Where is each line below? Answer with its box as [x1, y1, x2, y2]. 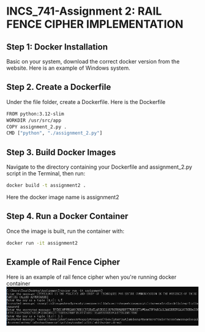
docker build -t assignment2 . [6, 182, 86, 189]
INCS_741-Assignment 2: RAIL [6, 4, 162, 18]
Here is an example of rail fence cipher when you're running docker [6, 273, 177, 281]
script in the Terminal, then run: [6, 170, 86, 177]
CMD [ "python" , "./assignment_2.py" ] [6, 130, 103, 136]
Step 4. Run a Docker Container [6, 211, 129, 221]
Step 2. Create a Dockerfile [6, 82, 111, 92]
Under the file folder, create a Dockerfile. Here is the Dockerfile [6, 98, 166, 105]
